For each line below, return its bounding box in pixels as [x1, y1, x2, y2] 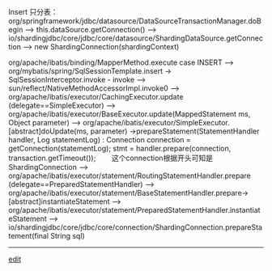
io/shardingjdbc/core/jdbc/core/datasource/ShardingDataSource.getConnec [8, 33, 263, 43]
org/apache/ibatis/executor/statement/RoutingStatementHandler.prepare [8, 171, 251, 180]
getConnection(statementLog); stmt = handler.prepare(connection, [8, 144, 232, 153]
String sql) [50, 231, 85, 240]
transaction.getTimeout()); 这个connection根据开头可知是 [8, 153, 213, 163]
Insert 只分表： [8, 7, 58, 16]
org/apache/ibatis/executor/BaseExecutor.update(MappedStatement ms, [8, 109, 251, 119]
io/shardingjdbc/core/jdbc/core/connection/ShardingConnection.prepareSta [8, 222, 263, 232]
